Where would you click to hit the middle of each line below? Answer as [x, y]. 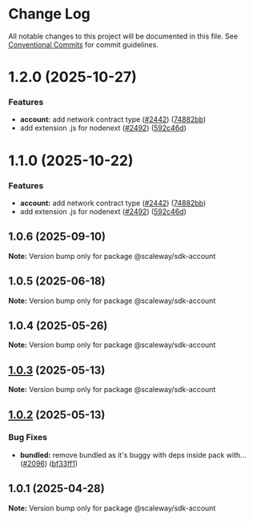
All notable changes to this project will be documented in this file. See [123, 36]
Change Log [49, 14]
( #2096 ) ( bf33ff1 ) [49, 463]
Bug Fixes [28, 438]
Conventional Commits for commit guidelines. [83, 44]
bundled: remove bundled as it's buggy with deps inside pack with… [133, 454]
